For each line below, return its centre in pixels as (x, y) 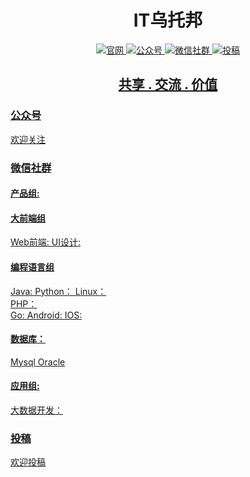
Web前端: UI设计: (45, 242)
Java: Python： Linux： (58, 291)
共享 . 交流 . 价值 (168, 84)
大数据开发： (36, 410)
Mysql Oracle (38, 362)
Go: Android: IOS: (46, 315)
